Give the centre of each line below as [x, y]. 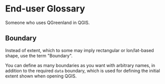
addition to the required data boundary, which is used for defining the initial [82, 70]
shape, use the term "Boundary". [39, 55]
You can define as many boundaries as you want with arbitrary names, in [80, 65]
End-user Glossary [45, 9]
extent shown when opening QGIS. [41, 76]
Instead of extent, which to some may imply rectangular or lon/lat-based [79, 50]
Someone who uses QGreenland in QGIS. [47, 22]
